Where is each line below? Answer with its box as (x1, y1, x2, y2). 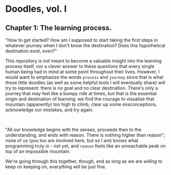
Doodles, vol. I (5, 3, 67, 15)
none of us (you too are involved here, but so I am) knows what (5, 138, 139, 143)
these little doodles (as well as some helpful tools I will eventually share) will (5, 80, 165, 85)
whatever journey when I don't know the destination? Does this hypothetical (5, 42, 165, 49)
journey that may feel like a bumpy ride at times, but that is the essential (5, 91, 157, 96)
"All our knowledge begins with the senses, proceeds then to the (5, 126, 142, 133)
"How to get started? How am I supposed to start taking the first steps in (5, 37, 158, 43)
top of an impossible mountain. (5, 148, 71, 154)
